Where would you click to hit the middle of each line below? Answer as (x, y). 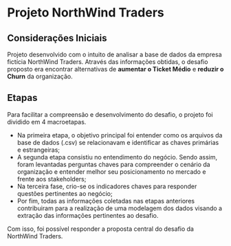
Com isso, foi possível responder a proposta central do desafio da (101, 229)
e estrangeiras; (38, 150)
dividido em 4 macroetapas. (47, 122)
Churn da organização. (40, 76)
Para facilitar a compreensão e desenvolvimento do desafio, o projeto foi (110, 114)
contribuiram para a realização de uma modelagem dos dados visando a (119, 208)
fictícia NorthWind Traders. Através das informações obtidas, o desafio (108, 62)
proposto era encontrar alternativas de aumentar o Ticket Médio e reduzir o (115, 69)
